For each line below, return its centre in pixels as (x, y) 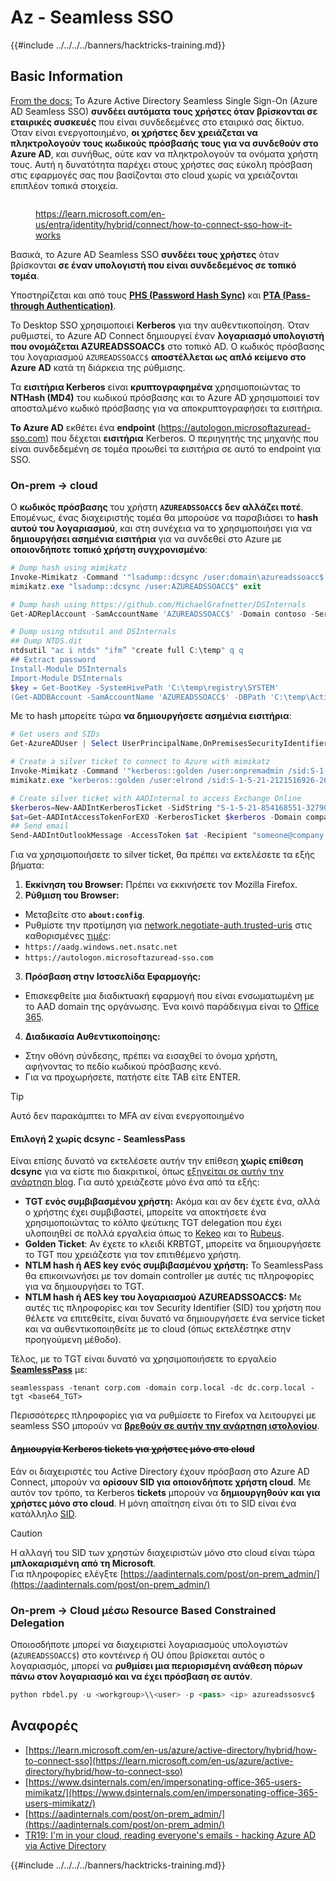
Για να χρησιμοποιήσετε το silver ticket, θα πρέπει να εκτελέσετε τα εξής (162, 855)
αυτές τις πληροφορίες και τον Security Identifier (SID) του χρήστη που (173, 1308)
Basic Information (67, 76)
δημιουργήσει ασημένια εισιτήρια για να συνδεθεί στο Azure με (146, 539)
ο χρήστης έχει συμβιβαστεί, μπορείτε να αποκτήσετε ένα (145, 1212)
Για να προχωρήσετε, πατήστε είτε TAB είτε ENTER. (133, 1077)
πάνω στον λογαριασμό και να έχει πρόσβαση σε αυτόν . (131, 1676)
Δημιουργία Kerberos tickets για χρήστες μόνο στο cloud (132, 1448)
